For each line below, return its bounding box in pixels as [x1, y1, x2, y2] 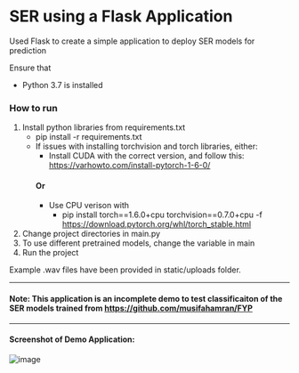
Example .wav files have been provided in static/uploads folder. [9, 264, 242, 275]
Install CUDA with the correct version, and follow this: [48, 150, 245, 161]
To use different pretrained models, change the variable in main [21, 238, 255, 248]
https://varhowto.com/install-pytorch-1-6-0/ [48, 160, 211, 171]
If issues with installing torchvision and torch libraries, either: [35, 141, 258, 152]
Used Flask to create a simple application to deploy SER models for [9, 36, 255, 46]
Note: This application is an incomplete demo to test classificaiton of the [9, 294, 283, 304]
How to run [9, 101, 58, 114]
